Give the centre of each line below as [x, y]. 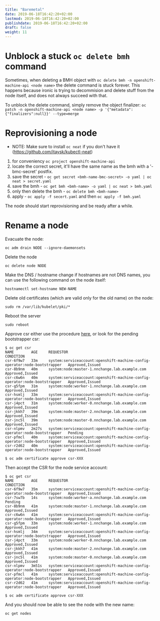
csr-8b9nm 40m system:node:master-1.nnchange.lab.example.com [76, 369]
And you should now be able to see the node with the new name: [70, 604]
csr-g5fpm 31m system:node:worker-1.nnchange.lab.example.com [76, 386]
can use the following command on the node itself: [56, 280]
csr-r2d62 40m [21, 445]
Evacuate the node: [24, 239]
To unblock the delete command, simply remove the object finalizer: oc [76, 105]
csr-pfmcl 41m [21, 574]
